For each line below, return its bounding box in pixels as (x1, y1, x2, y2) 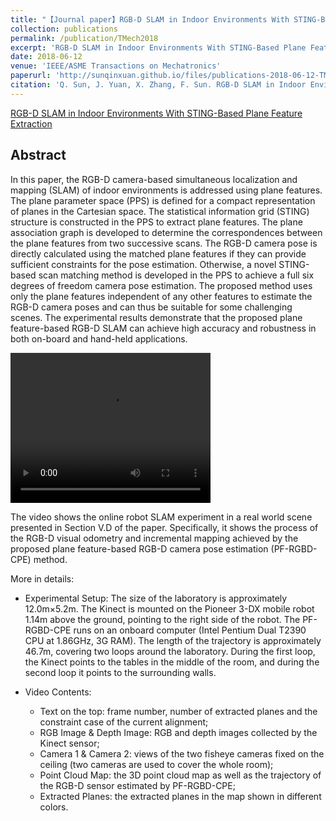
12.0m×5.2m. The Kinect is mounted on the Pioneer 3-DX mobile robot (24, 602, 315, 615)
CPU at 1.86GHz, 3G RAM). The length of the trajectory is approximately (24, 634, 322, 646)
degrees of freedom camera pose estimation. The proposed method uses (10, 279, 313, 291)
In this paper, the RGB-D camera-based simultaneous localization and (10, 173, 298, 185)
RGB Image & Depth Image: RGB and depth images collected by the (39, 726, 318, 738)
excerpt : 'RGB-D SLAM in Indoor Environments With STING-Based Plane (10, 42, 307, 53)
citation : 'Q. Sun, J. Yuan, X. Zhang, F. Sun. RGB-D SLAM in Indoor (10, 80, 307, 90)
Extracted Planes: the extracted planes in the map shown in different (39, 790, 322, 802)
